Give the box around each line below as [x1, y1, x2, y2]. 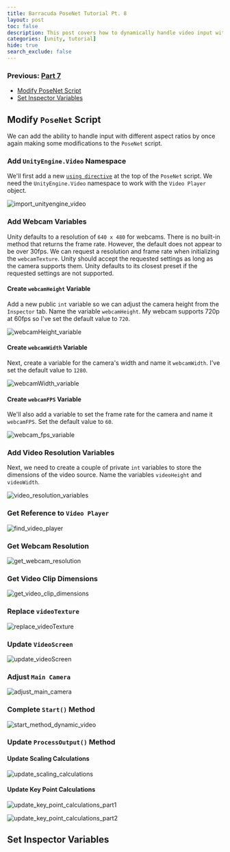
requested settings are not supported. [7, 269, 114, 277]
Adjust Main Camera [7, 672, 71, 681]
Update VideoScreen [7, 639, 73, 649]
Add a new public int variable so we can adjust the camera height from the [7, 300, 219, 308]
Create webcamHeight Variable [7, 285, 91, 293]
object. [7, 187, 27, 195]
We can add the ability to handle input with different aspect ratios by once [7, 132, 216, 140]
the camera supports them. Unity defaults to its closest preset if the [7, 261, 198, 270]
